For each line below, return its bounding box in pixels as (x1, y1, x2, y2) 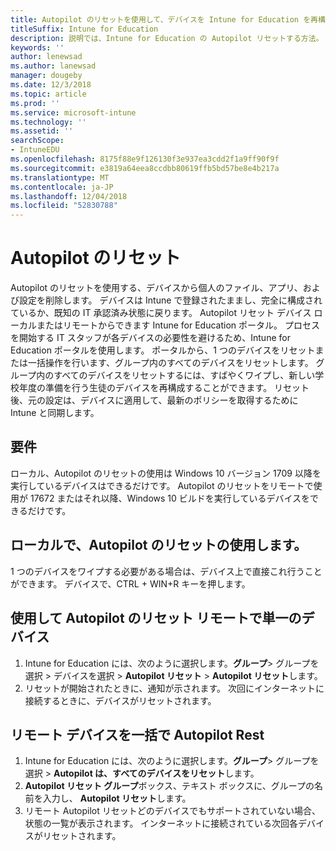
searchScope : (10, 136, 65, 146)
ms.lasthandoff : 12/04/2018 (10, 191, 128, 201)
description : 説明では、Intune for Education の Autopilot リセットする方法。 (10, 33, 324, 43)
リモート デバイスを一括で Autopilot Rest (10, 726, 265, 743)
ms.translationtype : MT (10, 172, 110, 183)
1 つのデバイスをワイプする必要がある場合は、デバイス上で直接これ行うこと (10, 565, 323, 577)
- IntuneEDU (10, 145, 60, 155)
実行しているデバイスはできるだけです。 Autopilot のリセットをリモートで (10, 479, 314, 491)
